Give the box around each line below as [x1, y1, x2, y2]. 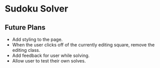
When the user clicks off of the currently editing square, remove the [12, 42, 155, 48]
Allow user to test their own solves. [12, 58, 86, 63]
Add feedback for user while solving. [12, 52, 90, 58]
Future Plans [5, 23, 46, 32]
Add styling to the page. [12, 36, 63, 42]
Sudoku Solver [5, 3, 68, 15]
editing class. [12, 47, 40, 53]
